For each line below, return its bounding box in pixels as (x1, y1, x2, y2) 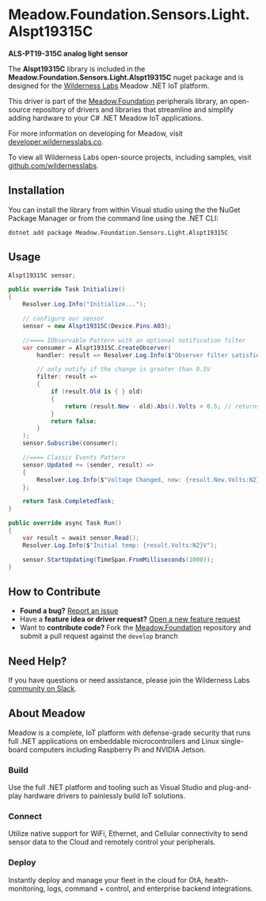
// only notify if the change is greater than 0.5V (36, 365, 211, 374)
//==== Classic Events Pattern (22, 454, 126, 462)
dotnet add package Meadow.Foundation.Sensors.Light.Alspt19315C (8, 229, 228, 237)
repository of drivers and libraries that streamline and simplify (32, 105, 234, 114)
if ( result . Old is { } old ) (50, 387, 144, 396)
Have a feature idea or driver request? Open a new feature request (19, 614, 241, 624)
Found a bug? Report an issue (19, 606, 119, 616)
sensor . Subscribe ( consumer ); (22, 439, 119, 448)
